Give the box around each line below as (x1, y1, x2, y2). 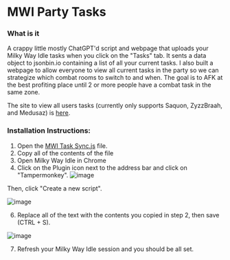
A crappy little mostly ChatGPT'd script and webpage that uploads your (7, 44, 209, 52)
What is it (7, 29, 40, 39)
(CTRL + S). (16, 218, 51, 226)
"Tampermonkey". (16, 171, 69, 179)
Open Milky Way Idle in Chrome (16, 156, 106, 164)
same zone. (7, 88, 41, 96)
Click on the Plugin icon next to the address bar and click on (16, 163, 187, 172)
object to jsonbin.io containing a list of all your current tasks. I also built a (7, 59, 214, 67)
